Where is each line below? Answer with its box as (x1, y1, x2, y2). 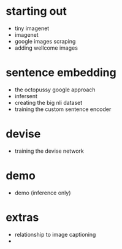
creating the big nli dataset (14, 99, 83, 106)
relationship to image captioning (14, 231, 96, 238)
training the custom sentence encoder (14, 105, 112, 113)
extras (6, 210, 39, 224)
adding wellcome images (14, 44, 78, 52)
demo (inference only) (14, 189, 71, 196)
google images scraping (14, 37, 76, 45)
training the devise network (14, 147, 84, 155)
